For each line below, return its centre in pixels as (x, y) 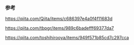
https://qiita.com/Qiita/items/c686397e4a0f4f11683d (59, 19)
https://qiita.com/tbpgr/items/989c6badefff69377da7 (60, 28)
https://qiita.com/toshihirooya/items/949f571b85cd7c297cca (67, 38)
